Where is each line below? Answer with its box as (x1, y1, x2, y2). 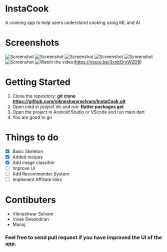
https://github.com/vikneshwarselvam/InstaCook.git (12, 98, 126, 104)
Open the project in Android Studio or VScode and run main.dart (12, 108, 145, 115)
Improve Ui (12, 165, 35, 171)
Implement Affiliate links (12, 176, 62, 182)
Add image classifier (12, 159, 55, 165)
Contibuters (5, 194, 56, 205)
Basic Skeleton (12, 148, 43, 154)
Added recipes (12, 153, 43, 160)
